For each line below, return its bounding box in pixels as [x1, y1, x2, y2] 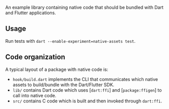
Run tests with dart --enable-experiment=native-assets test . [5, 38, 136, 44]
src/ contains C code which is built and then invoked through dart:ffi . [12, 98, 162, 104]
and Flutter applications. [5, 10, 56, 16]
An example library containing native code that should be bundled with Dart [5, 5, 164, 10]
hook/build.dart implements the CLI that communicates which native [12, 76, 158, 82]
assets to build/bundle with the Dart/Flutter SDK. [12, 81, 115, 88]
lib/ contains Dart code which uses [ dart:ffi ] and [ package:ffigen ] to [12, 87, 162, 93]
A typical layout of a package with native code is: [5, 66, 108, 72]
